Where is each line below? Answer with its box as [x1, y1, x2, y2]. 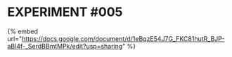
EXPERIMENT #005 [7, 4, 123, 20]
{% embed [7, 27, 39, 35]
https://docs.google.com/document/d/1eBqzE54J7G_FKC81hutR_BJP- [21, 34, 225, 42]
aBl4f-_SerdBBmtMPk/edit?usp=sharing [7, 42, 123, 50]
